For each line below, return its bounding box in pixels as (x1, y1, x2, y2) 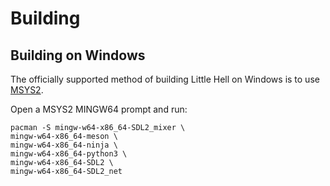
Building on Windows (10, 47, 146, 64)
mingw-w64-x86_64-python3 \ (10, 149, 128, 159)
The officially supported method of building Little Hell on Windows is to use (10, 73, 320, 85)
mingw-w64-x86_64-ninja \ (10, 140, 118, 150)
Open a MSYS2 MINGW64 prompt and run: (10, 103, 188, 115)
